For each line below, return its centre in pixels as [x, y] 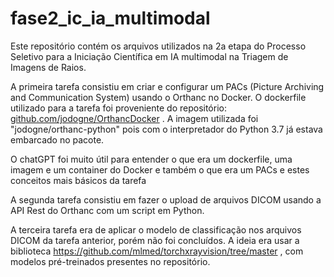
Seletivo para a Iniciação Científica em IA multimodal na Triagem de [149, 56]
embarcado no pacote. [57, 139]
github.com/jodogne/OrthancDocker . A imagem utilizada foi [134, 118]
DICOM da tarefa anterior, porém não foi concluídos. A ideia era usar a [155, 240]
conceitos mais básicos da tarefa [78, 180]
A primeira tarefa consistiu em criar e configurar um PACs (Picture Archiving [167, 86]
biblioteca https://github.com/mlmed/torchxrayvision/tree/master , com [157, 251]
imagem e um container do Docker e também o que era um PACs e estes [160, 169]
